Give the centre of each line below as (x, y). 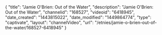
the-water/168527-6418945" (34, 28)
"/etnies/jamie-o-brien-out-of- (126, 22)
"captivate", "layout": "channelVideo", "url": (50, 22)
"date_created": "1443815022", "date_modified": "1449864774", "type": (78, 17)
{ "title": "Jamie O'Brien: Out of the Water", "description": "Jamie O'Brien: (79, 7)
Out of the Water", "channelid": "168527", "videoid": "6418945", (70, 12)
